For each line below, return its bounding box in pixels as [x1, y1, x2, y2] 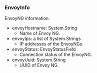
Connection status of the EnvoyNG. [19, 51, 92, 57]
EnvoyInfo [4, 4, 30, 11]
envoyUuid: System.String [11, 57, 66, 63]
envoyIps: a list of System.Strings [11, 35, 81, 41]
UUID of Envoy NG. [19, 62, 59, 68]
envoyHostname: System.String [11, 25, 77, 31]
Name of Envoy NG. [19, 30, 60, 36]
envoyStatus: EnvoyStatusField [11, 46, 76, 52]
